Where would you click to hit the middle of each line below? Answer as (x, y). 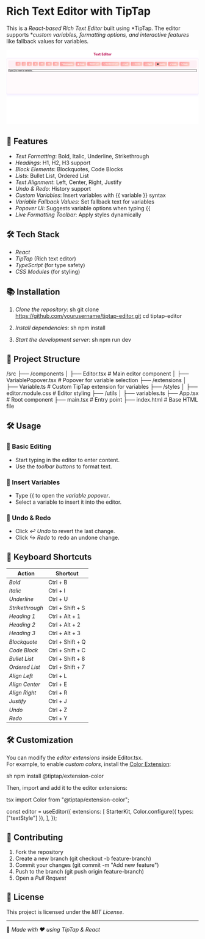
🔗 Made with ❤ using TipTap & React (53, 929)
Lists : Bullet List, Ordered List (52, 175)
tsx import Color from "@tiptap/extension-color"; (68, 800)
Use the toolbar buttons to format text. (63, 466)
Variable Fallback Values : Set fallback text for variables (85, 201)
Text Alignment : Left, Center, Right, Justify (68, 182)
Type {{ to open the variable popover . (63, 496)
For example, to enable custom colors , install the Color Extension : (89, 764)
